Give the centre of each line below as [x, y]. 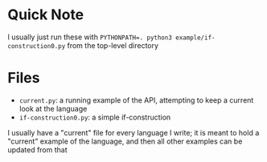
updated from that [37, 149]
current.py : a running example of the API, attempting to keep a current [136, 100]
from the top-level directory [113, 45]
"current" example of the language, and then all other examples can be [125, 141]
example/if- [195, 38]
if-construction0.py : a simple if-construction [95, 117]
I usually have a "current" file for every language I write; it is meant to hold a [133, 132]
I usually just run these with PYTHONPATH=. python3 [90, 37]
